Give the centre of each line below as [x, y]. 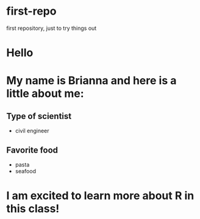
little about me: [45, 94]
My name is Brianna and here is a [91, 81]
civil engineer [32, 131]
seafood [26, 171]
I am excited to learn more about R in [100, 196]
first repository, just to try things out [52, 28]
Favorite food [32, 150]
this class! [33, 209]
